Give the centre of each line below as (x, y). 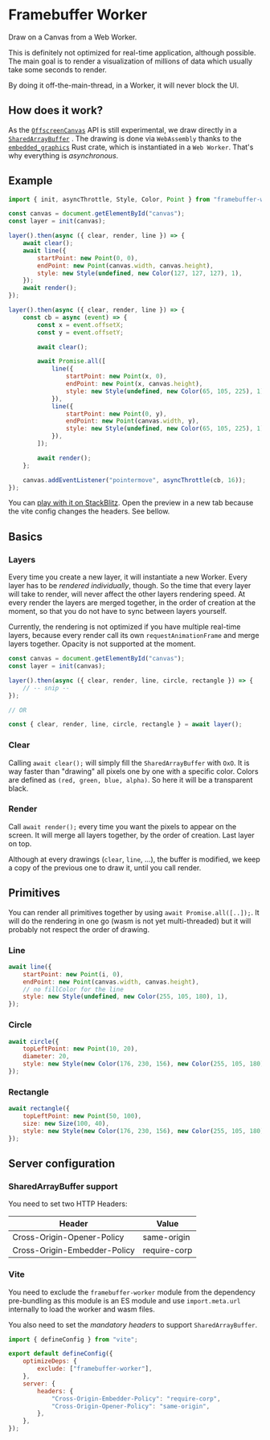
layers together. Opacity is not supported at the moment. (102, 644)
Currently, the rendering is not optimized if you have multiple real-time (125, 627)
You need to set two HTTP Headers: (68, 1204)
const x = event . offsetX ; (81, 325)
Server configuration (62, 1163)
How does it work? (56, 110)
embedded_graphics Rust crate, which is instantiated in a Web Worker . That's (131, 147)
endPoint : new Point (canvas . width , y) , (132, 421)
